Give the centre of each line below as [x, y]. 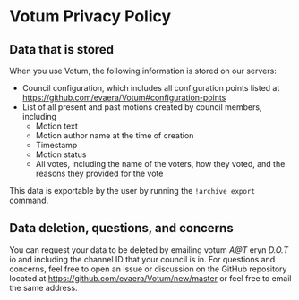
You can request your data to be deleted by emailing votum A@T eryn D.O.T [149, 250]
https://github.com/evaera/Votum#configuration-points [124, 97]
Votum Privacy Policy [90, 17]
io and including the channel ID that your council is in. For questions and [142, 259]
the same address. [43, 287]
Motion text [56, 126]
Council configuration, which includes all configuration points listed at [151, 88]
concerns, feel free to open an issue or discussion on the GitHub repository [148, 269]
